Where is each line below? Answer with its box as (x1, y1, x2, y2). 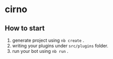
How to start (5, 24, 45, 33)
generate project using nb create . (12, 37, 84, 43)
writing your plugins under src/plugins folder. (12, 43, 109, 49)
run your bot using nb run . (12, 48, 69, 54)
